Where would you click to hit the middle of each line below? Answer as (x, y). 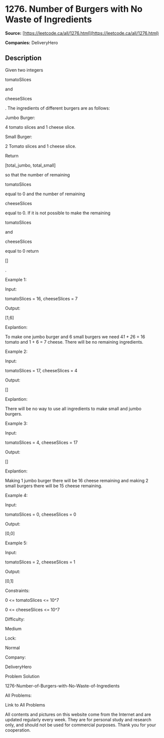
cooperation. (18, 730)
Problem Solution (23, 676)
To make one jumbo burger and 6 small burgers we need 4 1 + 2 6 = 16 (75, 337)
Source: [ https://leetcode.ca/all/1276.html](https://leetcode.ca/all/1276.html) (82, 33)
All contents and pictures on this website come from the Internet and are (78, 714)
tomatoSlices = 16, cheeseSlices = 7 (41, 298)
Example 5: (16, 543)
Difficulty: (15, 619)
